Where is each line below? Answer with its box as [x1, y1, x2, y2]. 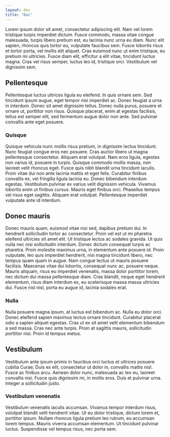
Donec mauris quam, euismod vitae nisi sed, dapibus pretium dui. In [5, 225, 147, 231]
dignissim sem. [5, 64, 37, 70]
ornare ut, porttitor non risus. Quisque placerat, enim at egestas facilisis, [5, 108, 156, 114]
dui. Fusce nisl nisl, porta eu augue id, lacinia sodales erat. [5, 285, 127, 291]
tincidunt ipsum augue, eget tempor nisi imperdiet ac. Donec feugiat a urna [5, 97, 162, 104]
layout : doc [5, 7, 30, 13]
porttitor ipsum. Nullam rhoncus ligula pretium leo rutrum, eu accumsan [5, 415, 155, 421]
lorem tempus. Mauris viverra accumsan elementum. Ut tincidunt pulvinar [5, 420, 159, 426]
